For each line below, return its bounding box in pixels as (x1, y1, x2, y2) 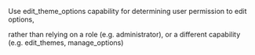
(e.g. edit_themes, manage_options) (8, 38, 124, 47)
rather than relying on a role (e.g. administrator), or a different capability (8, 30, 241, 39)
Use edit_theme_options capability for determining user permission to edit (8, 7, 247, 15)
